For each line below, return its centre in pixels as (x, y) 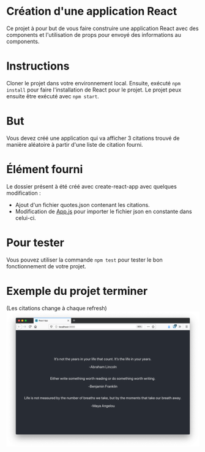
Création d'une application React (92, 11)
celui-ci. (25, 218)
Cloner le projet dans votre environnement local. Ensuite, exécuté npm (93, 83)
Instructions (38, 66)
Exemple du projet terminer (77, 291)
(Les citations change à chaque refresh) (57, 308)
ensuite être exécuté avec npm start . (53, 96)
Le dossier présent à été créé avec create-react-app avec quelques (92, 186)
